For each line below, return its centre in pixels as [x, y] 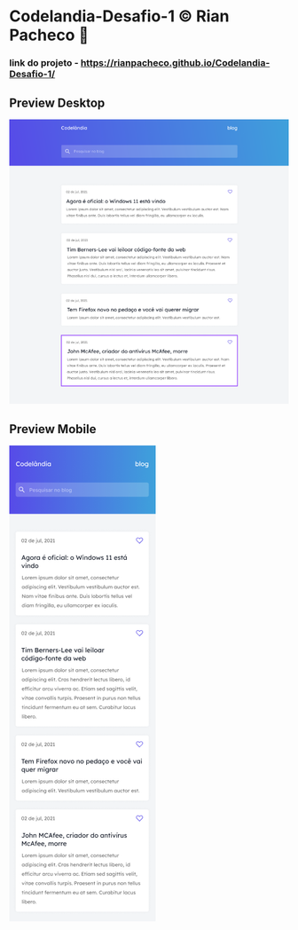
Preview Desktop [57, 102]
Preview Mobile [53, 429]
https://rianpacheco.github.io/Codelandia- [175, 63]
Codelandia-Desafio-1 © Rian [119, 16]
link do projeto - [44, 63]
